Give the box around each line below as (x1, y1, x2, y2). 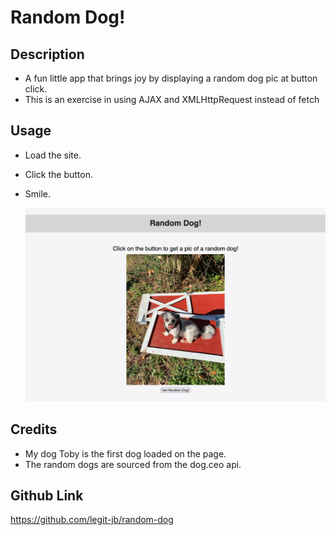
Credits (10, 421, 58, 438)
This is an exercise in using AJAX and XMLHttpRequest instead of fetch (24, 94, 320, 105)
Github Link (10, 487, 84, 504)
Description (10, 46, 85, 63)
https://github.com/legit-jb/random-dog (10, 514, 174, 526)
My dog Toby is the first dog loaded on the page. (24, 447, 227, 460)
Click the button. (24, 168, 93, 180)
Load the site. (24, 149, 82, 161)
